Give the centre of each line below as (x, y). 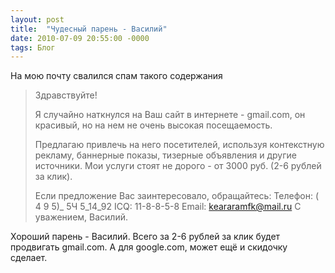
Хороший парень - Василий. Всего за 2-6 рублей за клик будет (145, 237)
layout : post (37, 19)
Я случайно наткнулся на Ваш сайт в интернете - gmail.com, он (170, 115)
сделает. (29, 258)
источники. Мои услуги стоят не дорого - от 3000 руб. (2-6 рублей (178, 166)
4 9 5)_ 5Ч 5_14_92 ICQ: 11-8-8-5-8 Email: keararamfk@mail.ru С (168, 207)
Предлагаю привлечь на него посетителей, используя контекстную (179, 145)
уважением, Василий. (81, 217)
